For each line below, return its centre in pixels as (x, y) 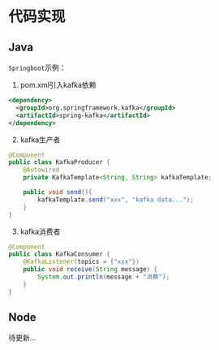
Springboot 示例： (37, 67)
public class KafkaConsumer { (60, 254)
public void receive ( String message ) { (90, 270)
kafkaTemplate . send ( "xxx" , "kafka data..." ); (116, 200)
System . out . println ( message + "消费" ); (104, 277)
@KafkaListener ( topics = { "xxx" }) (81, 262)
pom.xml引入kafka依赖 (58, 85)
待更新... (22, 338)
